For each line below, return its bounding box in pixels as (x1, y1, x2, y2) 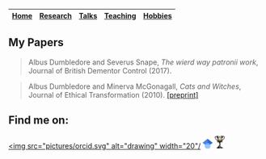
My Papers (8, 36, 64, 49)
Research (39, 10, 73, 20)
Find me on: (8, 114, 69, 128)
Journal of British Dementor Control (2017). (27, 65, 172, 75)
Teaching (103, 10, 137, 20)
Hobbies (142, 10, 172, 20)
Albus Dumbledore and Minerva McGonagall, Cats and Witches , (27, 82, 242, 91)
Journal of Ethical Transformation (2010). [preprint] (27, 90, 199, 99)
